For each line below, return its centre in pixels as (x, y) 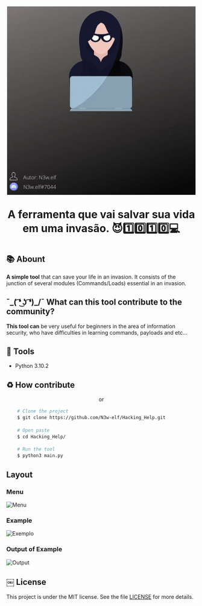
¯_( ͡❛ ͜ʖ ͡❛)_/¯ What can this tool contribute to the (94, 302)
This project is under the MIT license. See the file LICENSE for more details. (100, 597)
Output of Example (34, 549)
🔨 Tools (21, 352)
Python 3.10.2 (32, 366)
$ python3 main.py (40, 456)
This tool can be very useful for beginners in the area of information (91, 326)
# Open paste (33, 430)
